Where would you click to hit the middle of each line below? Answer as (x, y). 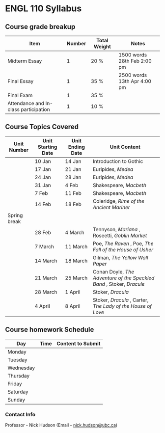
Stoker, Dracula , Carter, (121, 300)
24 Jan (43, 177)
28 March (46, 292)
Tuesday (17, 360)
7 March (44, 246)
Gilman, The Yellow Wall (120, 257)
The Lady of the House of (122, 306)
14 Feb (43, 204)
